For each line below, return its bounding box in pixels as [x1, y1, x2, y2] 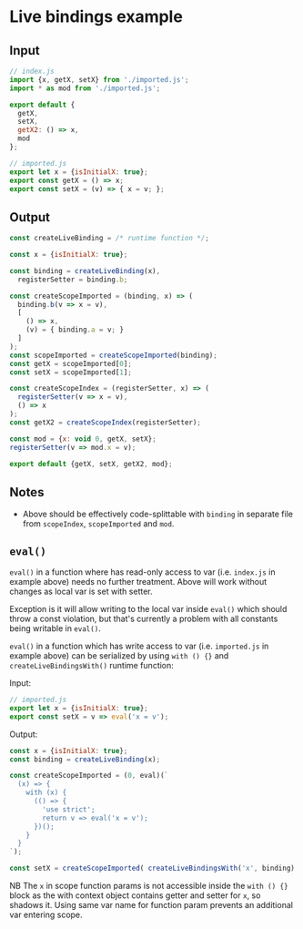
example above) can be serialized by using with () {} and [9, 650, 229, 661]
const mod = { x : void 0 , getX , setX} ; [9, 434, 157, 444]
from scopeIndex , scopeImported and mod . [22, 518, 175, 529]
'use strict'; [42, 804, 96, 814]
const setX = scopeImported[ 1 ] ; [9, 367, 132, 377]
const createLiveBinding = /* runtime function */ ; [9, 234, 209, 243]
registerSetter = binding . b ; [17, 275, 128, 284]
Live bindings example [9, 6, 184, 27]
